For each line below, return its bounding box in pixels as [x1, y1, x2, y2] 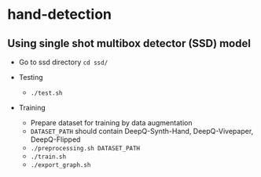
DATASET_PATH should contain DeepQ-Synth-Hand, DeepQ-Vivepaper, [30, 127, 254, 135]
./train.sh [30, 153, 67, 161]
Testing [18, 73, 44, 81]
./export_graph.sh [30, 161, 91, 169]
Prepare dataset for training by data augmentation [30, 118, 193, 127]
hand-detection [7, 5, 112, 23]
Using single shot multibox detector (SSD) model [7, 37, 251, 50]
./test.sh [30, 89, 64, 97]
